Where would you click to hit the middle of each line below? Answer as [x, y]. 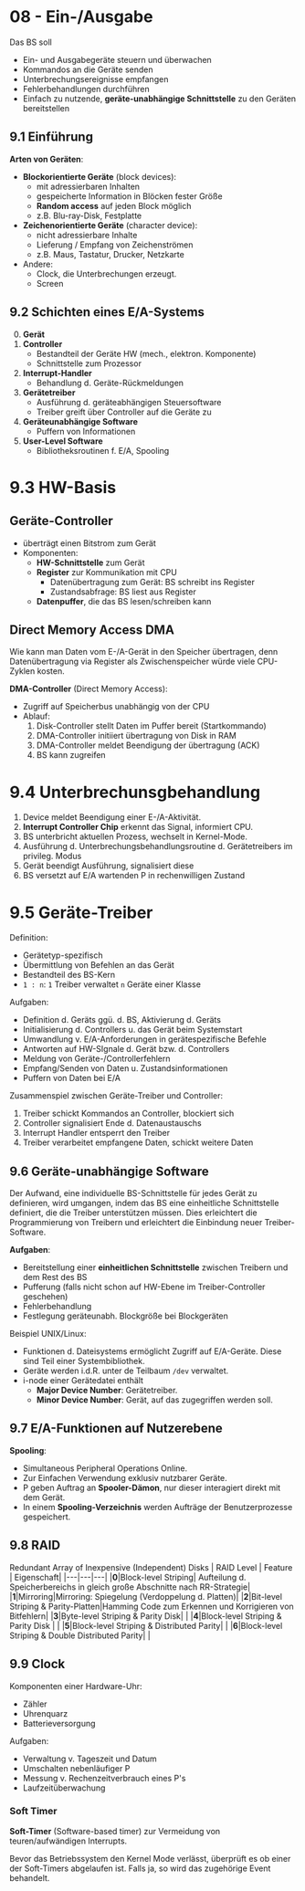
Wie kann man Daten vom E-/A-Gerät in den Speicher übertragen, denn [144, 652]
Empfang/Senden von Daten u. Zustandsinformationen [125, 1068]
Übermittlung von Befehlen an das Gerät [99, 965]
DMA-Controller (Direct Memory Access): [89, 689]
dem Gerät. [44, 1497]
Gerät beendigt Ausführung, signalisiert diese [108, 866]
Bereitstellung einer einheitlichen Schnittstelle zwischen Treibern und [155, 1267]
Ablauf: [36, 716]
